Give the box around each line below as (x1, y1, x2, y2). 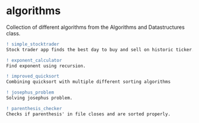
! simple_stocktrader (6, 41, 60, 47)
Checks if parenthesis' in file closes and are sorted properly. (6, 111, 171, 117)
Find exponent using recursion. (6, 63, 86, 69)
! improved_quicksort (6, 74, 60, 79)
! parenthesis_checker (6, 105, 62, 111)
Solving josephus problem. (6, 95, 73, 101)
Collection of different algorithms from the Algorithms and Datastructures (6, 24, 185, 31)
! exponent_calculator (6, 57, 62, 63)
